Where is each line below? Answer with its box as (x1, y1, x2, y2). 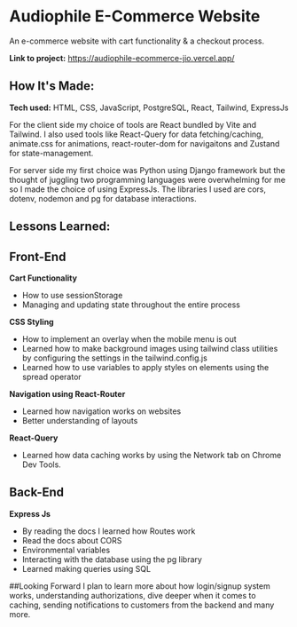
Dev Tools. (21, 459, 62, 470)
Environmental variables (21, 544, 111, 555)
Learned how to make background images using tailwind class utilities (21, 343, 278, 353)
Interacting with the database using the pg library (21, 553, 202, 565)
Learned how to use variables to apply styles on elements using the (21, 361, 270, 372)
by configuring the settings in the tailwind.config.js (21, 353, 208, 363)
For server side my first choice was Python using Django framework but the (9, 164, 285, 175)
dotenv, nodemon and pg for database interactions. (9, 193, 197, 203)
